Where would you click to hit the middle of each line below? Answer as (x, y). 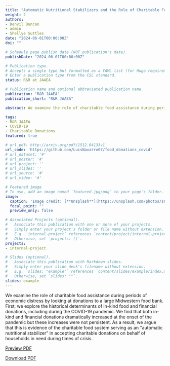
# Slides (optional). (28, 257)
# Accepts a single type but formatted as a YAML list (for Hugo (75, 71)
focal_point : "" (27, 206)
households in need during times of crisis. (49, 338)
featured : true (21, 136)
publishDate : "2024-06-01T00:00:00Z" (45, 57)
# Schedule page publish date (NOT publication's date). (67, 52)
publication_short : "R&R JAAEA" (39, 99)
